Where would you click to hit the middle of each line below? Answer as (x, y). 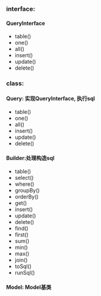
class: (15, 83)
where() (24, 184)
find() (21, 229)
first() (21, 235)
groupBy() (27, 191)
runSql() (25, 273)
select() (24, 178)
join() (21, 260)
